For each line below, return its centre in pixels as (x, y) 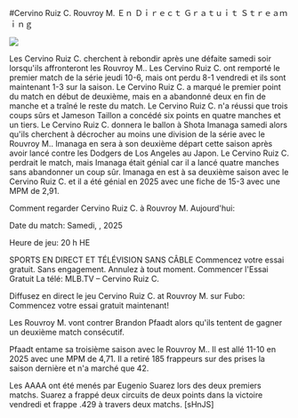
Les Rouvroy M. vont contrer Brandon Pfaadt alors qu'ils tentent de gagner (146, 322)
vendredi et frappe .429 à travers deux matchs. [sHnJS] (112, 404)
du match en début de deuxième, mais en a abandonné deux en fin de (138, 96)
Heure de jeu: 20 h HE (50, 242)
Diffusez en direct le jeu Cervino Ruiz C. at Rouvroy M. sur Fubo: (127, 296)
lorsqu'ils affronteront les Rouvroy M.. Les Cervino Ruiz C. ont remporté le (145, 68)
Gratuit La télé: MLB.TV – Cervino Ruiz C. (85, 279)
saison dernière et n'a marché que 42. (79, 368)
